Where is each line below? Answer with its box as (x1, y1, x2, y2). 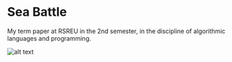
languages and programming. (7, 34, 91, 42)
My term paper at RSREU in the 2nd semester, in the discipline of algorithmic (7, 27, 226, 35)
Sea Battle (7, 4, 67, 20)
